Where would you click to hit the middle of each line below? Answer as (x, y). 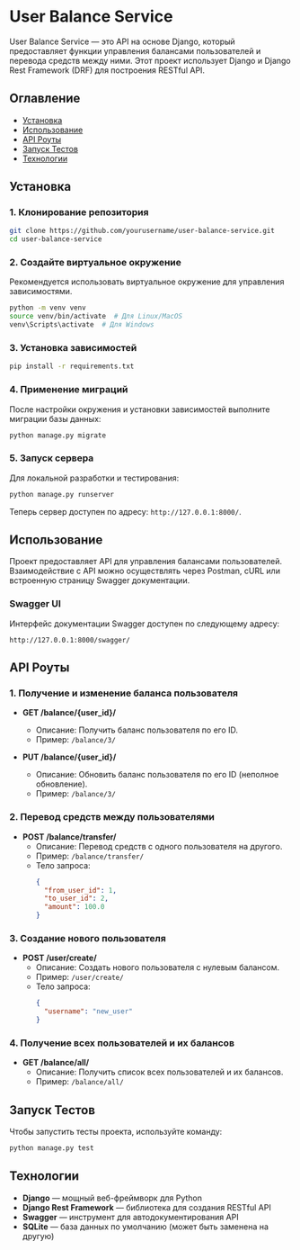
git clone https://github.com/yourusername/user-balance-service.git (142, 231)
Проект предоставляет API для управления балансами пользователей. (146, 562)
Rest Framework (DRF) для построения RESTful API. (107, 70)
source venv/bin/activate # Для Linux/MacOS (96, 317)
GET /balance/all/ (56, 1063)
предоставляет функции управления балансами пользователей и (135, 50)
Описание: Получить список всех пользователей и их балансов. (159, 1072)
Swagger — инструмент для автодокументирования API (131, 1217)
